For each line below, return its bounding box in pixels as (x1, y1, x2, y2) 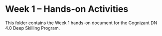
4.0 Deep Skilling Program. (5, 25, 60, 31)
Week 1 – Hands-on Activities (5, 3, 129, 15)
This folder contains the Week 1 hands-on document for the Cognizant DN (5, 20, 158, 26)
